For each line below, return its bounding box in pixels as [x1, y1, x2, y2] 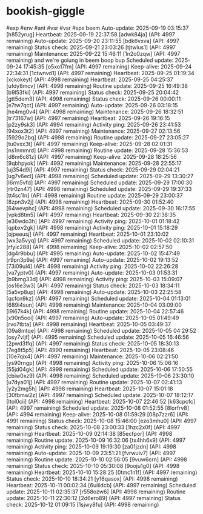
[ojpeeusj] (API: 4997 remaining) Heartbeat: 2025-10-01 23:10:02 [6, 230, 169, 238]
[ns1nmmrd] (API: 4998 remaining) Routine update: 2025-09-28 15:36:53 [6, 147, 188, 154]
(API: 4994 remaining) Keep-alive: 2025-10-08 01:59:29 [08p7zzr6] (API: [6, 410, 189, 418]
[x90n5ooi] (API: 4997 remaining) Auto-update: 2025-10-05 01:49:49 [6, 314, 179, 321]
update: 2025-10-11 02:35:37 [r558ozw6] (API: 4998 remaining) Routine [6, 488, 186, 495]
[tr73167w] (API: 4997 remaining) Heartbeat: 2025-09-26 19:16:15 [6, 114, 170, 122]
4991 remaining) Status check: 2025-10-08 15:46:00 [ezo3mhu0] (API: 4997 [6, 417, 197, 424]
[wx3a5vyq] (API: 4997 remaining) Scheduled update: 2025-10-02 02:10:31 [6, 236, 195, 244]
